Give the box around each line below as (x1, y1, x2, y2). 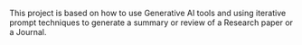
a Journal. (9, 27, 47, 37)
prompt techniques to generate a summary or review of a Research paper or (9, 17, 294, 28)
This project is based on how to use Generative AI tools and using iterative (9, 8, 287, 18)
